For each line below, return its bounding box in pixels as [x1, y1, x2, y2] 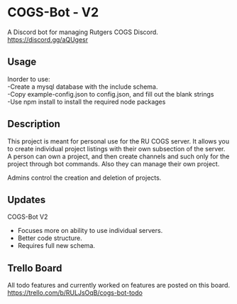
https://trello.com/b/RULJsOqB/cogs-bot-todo [7, 288, 143, 297]
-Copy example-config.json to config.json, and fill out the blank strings [7, 89, 214, 98]
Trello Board [7, 262, 62, 274]
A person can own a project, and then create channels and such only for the [7, 152, 230, 161]
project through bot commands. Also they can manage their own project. [7, 159, 220, 168]
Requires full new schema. [17, 241, 96, 250]
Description [7, 118, 60, 130]
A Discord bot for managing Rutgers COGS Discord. [7, 28, 158, 36]
